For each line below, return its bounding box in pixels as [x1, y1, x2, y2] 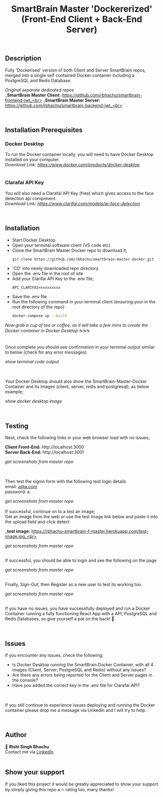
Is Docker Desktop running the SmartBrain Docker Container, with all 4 [12, 661, 154, 667]
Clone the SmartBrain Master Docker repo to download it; [12, 247, 127, 253]
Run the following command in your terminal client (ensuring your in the [12, 299, 156, 305]
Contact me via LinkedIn [5, 749, 54, 755]
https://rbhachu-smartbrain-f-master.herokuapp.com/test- [31, 529, 149, 534]
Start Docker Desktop [12, 237, 56, 243]
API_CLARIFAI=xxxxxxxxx [12, 285, 61, 290]
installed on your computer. [5, 157, 60, 162]
